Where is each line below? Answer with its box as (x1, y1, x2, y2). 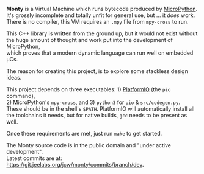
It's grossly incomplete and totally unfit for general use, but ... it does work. (6, 12, 195, 19)
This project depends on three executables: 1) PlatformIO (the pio (6, 86, 171, 93)
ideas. (6, 74, 22, 81)
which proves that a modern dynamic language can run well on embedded (6, 49, 194, 57)
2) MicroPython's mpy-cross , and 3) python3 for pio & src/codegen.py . (6, 99, 180, 106)
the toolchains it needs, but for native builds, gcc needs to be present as (6, 112, 188, 119)
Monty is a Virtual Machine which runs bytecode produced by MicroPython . (6, 5, 198, 12)
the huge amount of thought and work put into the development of (6, 37, 173, 43)
